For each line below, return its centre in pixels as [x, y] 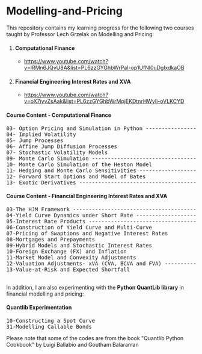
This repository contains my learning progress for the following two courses [100, 28]
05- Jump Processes [35, 140]
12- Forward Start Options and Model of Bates [76, 176]
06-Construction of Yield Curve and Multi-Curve [79, 227]
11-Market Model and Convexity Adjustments [71, 257]
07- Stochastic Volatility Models [57, 152]
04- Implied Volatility [41, 134]
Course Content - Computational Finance [59, 115]
